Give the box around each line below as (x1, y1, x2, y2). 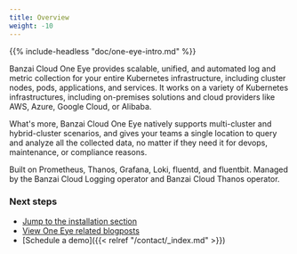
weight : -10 (9, 21, 53, 30)
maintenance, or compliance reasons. (9, 146, 148, 157)
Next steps (9, 195, 58, 208)
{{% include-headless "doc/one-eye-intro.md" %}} (9, 45, 197, 56)
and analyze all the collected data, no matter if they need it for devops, (9, 137, 269, 148)
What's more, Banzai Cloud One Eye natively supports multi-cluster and (9, 118, 272, 129)
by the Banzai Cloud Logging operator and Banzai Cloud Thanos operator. (9, 173, 280, 184)
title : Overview (9, 12, 69, 22)
